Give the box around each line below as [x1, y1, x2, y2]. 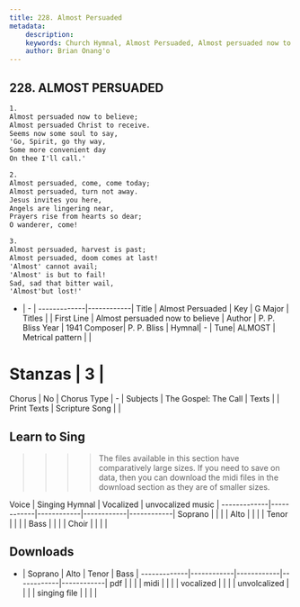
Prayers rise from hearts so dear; [9, 213, 143, 222]
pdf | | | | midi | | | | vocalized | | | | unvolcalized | [109, 577, 289, 588]
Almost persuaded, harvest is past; [9, 245, 146, 255]
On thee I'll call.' [9, 154, 87, 163]
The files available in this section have [98, 453, 240, 464]
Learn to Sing [9, 429, 85, 444]
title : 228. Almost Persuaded [9, 13, 123, 23]
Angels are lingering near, [9, 204, 115, 213]
